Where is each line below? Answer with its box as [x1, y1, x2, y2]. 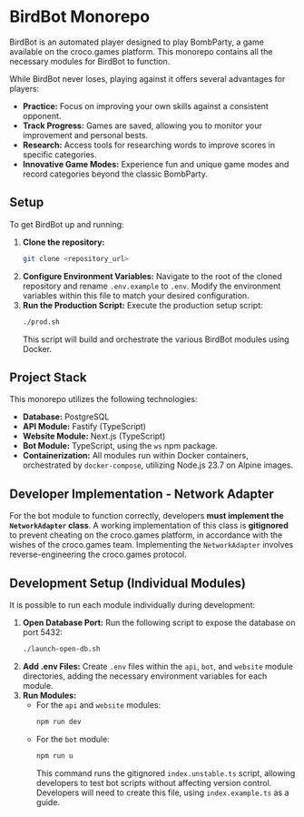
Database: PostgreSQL [22, 411, 110, 422]
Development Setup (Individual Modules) [9, 575, 247, 590]
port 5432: [22, 626, 64, 638]
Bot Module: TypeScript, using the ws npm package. [22, 440, 218, 451]
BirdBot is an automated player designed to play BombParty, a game [9, 36, 265, 47]
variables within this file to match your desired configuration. [22, 289, 250, 301]
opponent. [22, 110, 62, 121]
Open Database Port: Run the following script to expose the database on [22, 617, 296, 628]
